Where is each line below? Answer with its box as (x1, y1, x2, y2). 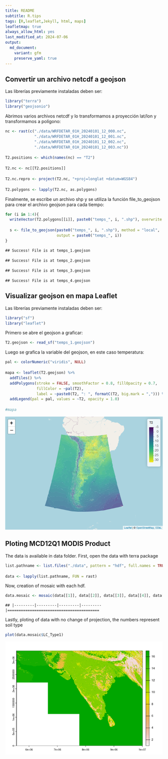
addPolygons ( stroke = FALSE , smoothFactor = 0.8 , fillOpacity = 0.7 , (9, 381, 157, 386)
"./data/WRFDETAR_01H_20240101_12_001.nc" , (34, 134, 126, 139)
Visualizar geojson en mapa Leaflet (5, 292, 117, 300)
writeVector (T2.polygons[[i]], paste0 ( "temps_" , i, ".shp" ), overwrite (9, 217, 162, 222)
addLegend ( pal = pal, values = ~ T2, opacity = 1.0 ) (9, 397, 120, 402)
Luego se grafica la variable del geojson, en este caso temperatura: (5, 349, 144, 355)
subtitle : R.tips (5, 13, 41, 19)
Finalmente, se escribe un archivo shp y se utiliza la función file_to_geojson (5, 196, 160, 202)
